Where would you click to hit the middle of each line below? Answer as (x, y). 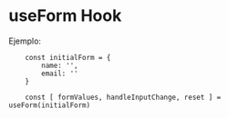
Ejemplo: (25, 41)
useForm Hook (65, 16)
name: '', (60, 65)
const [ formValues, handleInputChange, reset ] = (123, 97)
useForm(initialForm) (50, 105)
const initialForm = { (68, 57)
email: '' (60, 74)
